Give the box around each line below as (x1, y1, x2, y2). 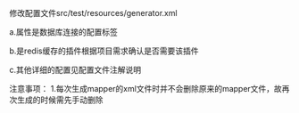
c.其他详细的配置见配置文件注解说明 (9, 65, 142, 75)
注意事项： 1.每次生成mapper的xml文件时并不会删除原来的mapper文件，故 (9, 84, 283, 93)
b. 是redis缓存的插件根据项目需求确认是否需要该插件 (9, 45, 199, 56)
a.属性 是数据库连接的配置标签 (9, 27, 118, 37)
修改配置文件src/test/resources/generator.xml (9, 8, 178, 18)
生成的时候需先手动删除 (16, 94, 104, 105)
